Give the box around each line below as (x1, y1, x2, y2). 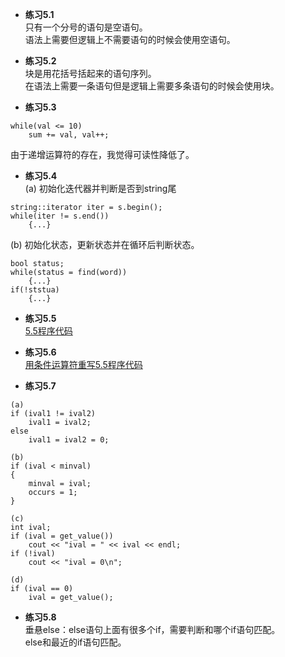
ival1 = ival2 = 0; (28, 435, 110, 445)
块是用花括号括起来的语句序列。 (24, 68, 157, 79)
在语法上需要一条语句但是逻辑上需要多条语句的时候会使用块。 (24, 80, 280, 92)
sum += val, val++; (28, 130, 110, 140)
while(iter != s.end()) (10, 211, 110, 221)
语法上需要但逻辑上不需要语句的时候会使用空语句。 (24, 34, 236, 45)
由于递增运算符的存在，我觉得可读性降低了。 (10, 149, 195, 160)
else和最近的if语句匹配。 (24, 636, 127, 648)
